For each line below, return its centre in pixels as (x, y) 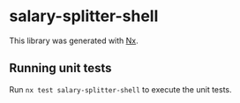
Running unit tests (60, 68)
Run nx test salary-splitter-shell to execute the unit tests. (120, 89)
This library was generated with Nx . (74, 40)
